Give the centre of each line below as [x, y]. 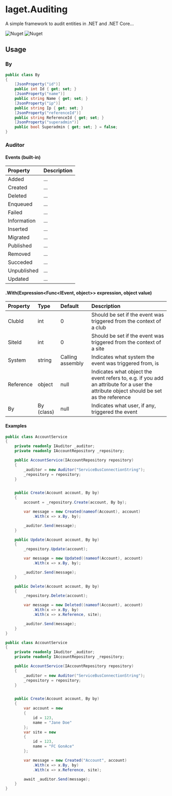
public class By [23, 75]
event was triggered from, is [125, 363]
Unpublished [23, 271]
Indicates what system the [123, 357]
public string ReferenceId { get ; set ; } [59, 118]
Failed [15, 212]
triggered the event [114, 412]
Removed [19, 254]
